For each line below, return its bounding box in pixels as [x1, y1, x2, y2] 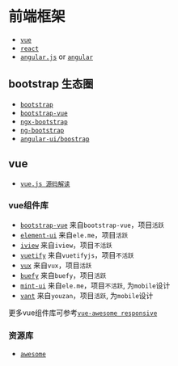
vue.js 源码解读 [19, 179, 70, 188]
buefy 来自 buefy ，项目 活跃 [19, 270, 107, 280]
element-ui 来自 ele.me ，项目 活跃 [19, 229, 129, 239]
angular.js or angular [19, 52, 94, 61]
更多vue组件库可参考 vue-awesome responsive [8, 308, 158, 318]
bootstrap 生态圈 [8, 78, 94, 91]
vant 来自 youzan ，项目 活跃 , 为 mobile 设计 [19, 290, 154, 300]
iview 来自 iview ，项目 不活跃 [19, 240, 113, 250]
